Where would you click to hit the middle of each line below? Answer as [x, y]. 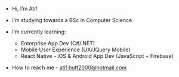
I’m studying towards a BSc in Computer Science [72, 20]
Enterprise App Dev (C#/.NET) [58, 43]
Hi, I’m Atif [24, 9]
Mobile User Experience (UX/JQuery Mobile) [75, 50]
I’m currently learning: [39, 32]
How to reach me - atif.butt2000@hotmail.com [69, 67]
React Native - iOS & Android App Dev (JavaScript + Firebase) [97, 56]
